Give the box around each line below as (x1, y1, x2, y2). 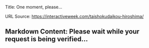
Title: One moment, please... (5, 4, 62, 10)
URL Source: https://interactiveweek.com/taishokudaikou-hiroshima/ (5, 14, 144, 19)
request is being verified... (5, 35, 89, 43)
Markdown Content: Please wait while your (5, 28, 140, 36)
